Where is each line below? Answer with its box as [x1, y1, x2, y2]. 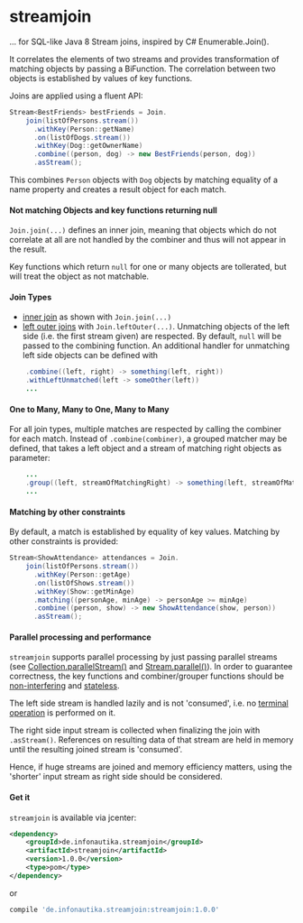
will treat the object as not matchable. [9, 271, 150, 282]
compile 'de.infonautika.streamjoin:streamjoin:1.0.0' [9, 905, 220, 914]
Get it [9, 791, 31, 802]
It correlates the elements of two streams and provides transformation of [9, 53, 280, 64]
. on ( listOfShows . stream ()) [32, 578, 135, 587]
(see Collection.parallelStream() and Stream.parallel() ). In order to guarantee [9, 661, 293, 672]
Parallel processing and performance [9, 632, 151, 642]
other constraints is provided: [9, 536, 119, 547]
